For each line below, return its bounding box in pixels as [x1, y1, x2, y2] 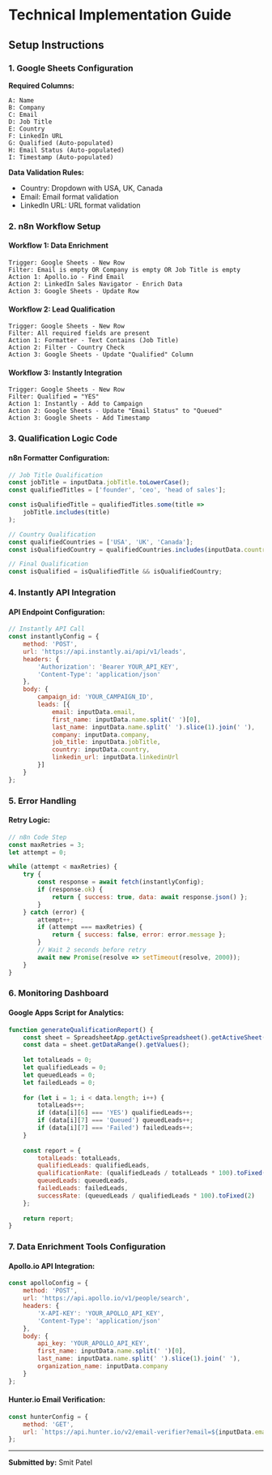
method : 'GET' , [23, 1420, 74, 1429]
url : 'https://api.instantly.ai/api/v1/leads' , [23, 647, 186, 656]
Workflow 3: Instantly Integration [8, 368, 123, 377]
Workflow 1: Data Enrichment [8, 241, 109, 251]
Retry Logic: [8, 815, 51, 825]
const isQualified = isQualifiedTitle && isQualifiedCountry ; [8, 568, 223, 576]
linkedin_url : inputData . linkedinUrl [51, 753, 180, 762]
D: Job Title [8, 118, 53, 126]
